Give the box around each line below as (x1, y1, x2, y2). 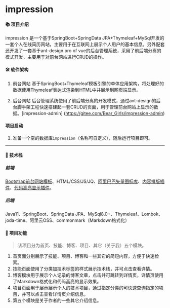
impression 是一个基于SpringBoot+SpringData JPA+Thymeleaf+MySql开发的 (5, 35, 164, 41)
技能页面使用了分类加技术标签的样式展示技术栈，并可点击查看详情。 (12, 265, 155, 272)
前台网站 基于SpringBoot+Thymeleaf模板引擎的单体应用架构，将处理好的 (12, 80, 164, 87)
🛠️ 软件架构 (5, 66, 29, 72)
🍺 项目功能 (5, 229, 27, 236)
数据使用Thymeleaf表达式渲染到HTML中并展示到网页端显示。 (12, 87, 141, 93)
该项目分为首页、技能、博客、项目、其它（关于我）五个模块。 (17, 242, 147, 248)
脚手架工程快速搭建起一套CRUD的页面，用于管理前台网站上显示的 (17, 104, 154, 110)
